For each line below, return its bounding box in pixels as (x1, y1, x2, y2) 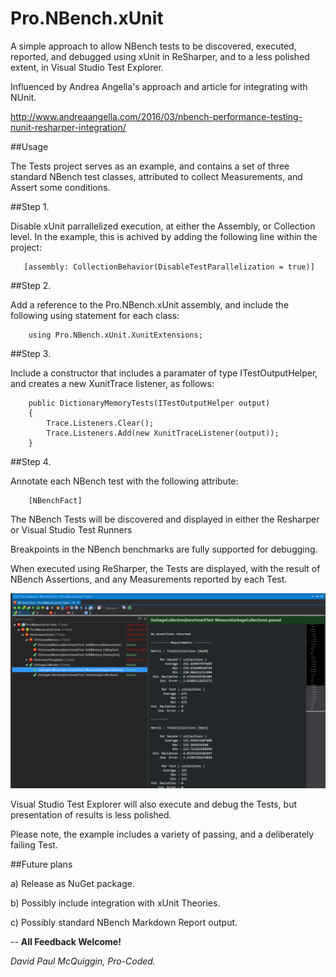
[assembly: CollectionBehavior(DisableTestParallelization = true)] (23, 262, 315, 272)
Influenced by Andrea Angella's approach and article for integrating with (10, 80, 308, 92)
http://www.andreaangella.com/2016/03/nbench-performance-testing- (10, 110, 303, 122)
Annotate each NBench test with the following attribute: (10, 475, 239, 487)
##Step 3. (10, 347, 52, 359)
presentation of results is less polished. (10, 808, 172, 821)
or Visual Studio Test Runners (10, 523, 133, 536)
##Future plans (10, 858, 73, 870)
